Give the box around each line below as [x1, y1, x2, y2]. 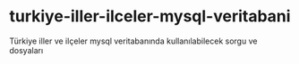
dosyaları [9, 44, 44, 55]
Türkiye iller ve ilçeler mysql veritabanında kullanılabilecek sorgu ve [9, 36, 258, 46]
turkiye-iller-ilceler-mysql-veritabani [9, 6, 291, 27]
